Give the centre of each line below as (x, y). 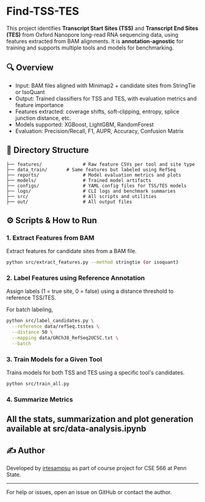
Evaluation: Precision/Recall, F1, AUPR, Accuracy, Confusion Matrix (99, 131)
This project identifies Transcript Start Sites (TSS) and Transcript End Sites (102, 28)
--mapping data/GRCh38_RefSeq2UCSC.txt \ (65, 338)
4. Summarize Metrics (40, 399)
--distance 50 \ (32, 332)
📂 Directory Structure (48, 150)
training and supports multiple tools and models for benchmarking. (90, 48)
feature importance (39, 105)
